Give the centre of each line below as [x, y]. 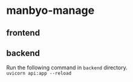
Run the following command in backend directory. [67, 68]
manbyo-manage [50, 11]
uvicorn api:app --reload [39, 74]
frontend [23, 33]
